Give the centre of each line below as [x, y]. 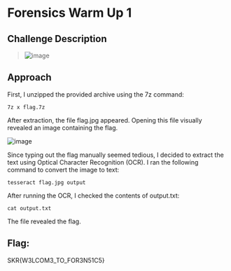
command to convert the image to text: [63, 169]
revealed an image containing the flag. [63, 127]
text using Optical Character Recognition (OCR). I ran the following [103, 162]
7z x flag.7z [26, 107]
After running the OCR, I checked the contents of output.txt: [93, 195]
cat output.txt [29, 208]
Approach [29, 77]
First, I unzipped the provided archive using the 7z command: [96, 94]
